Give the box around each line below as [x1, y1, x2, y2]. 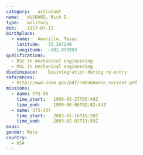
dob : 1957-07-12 [6, 25, 54, 31]
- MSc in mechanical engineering [11, 63, 93, 70]
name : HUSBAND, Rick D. [6, 14, 69, 20]
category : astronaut [6, 8, 62, 15]
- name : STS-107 [11, 107, 51, 113]
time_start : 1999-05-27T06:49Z [16, 96, 98, 102]
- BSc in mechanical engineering [11, 58, 93, 64]
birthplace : [6, 31, 35, 37]
